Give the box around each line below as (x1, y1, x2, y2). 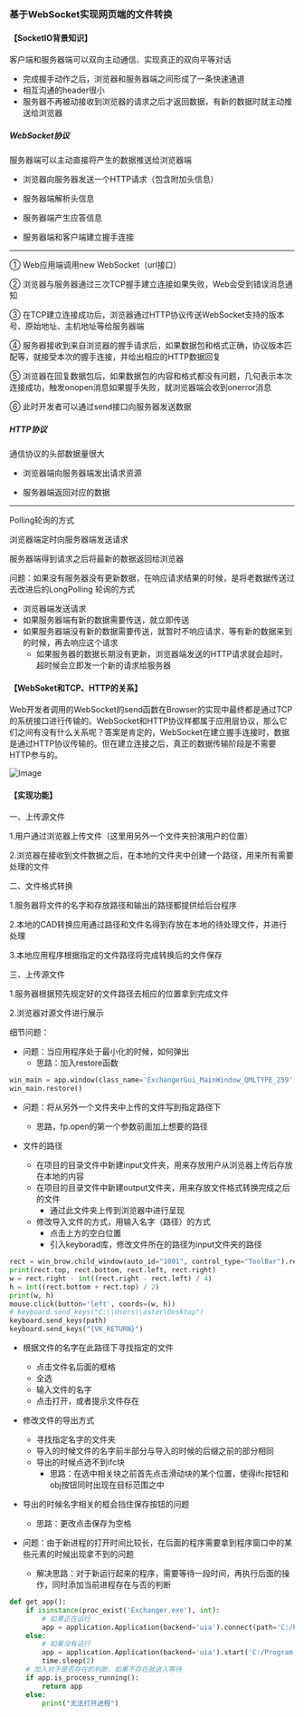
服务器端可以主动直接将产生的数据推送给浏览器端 (9, 154, 192, 165)
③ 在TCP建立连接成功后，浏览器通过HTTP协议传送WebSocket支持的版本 (9, 309, 285, 320)
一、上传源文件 (9, 811, 65, 822)
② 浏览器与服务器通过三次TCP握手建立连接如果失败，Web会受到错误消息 (9, 279, 285, 289)
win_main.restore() (9, 1084, 83, 1094)
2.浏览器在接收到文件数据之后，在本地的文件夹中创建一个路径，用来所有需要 (9, 850, 294, 861)
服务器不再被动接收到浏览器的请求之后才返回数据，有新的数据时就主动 (22, 96, 285, 107)
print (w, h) (9, 1290, 54, 1300)
